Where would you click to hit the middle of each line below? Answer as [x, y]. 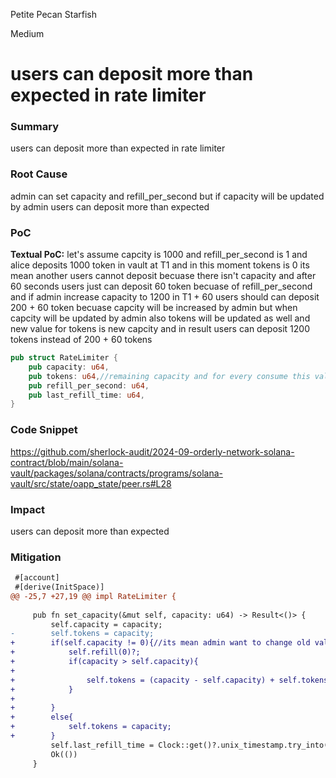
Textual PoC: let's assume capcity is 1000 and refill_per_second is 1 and [159, 255]
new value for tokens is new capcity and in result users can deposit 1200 [160, 329]
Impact [28, 509]
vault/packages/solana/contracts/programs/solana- [116, 473]
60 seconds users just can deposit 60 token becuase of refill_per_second [161, 286]
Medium [27, 33]
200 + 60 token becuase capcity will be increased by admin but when [154, 308]
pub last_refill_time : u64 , [86, 395]
